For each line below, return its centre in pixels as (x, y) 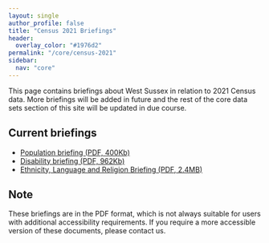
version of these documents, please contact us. (87, 231)
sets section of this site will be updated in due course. (98, 107)
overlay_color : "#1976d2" (59, 46)
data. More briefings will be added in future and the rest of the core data (128, 99)
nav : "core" (36, 68)
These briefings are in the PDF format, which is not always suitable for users (134, 214)
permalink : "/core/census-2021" (62, 53)
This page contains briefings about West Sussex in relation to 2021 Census (132, 91)
